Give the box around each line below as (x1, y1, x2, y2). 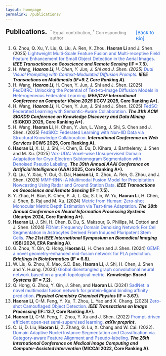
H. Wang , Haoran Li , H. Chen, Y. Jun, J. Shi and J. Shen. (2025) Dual (12, 66, 154, 72)
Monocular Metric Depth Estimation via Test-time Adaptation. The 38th (12, 203, 158, 209)
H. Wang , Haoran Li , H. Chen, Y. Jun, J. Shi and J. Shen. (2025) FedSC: (12, 103, 159, 109)
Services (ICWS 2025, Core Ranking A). (12, 140, 96, 146)
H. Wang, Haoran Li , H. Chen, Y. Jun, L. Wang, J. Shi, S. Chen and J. (12, 124, 152, 130)
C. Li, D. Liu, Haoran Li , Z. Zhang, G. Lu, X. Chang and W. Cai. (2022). (12, 324, 154, 330)
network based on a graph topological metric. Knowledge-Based (12, 271, 146, 278)
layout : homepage (5, 7, 41, 12)
